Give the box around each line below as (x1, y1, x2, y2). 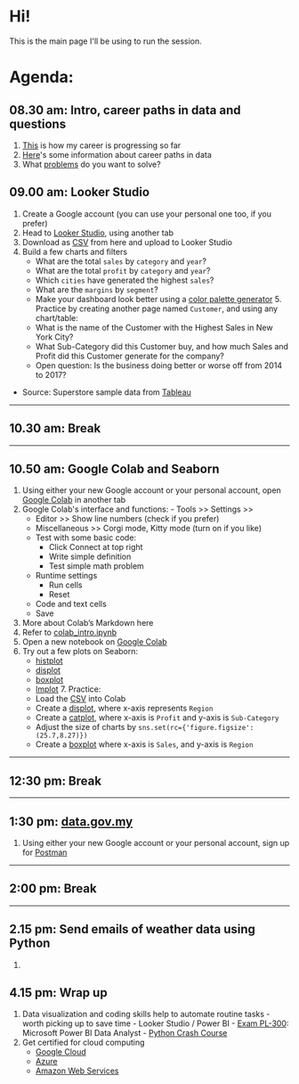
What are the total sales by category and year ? (35, 256, 207, 267)
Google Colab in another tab (21, 495, 126, 505)
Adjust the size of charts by (35, 722, 136, 733)
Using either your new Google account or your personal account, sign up (21, 838, 290, 848)
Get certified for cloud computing (21, 1037, 145, 1048)
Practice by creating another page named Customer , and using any (35, 303, 279, 314)
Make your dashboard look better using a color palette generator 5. (35, 293, 282, 304)
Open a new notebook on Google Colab (21, 636, 167, 647)
